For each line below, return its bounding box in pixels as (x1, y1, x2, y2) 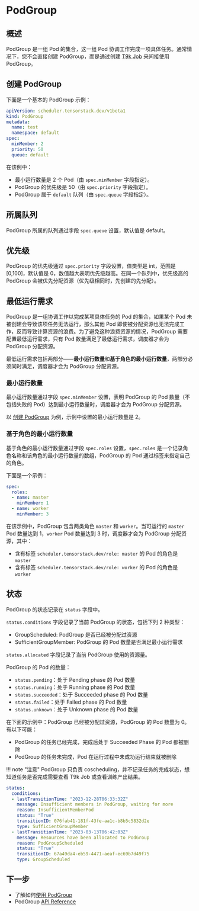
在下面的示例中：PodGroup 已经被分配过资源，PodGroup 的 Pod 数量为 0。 (6, 718, 190, 726)
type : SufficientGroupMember (17, 823, 89, 829)
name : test (11, 124, 38, 130)
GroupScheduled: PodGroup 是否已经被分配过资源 (14, 631, 137, 638)
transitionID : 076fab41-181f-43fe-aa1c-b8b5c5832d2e (17, 818, 150, 824)
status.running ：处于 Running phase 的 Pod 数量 (14, 684, 135, 691)
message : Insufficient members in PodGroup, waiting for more (17, 801, 174, 807)
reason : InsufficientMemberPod (17, 807, 94, 813)
